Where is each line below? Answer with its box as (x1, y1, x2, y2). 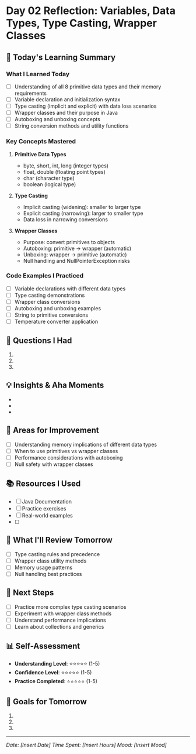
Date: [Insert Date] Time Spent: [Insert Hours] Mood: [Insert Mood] (6, 742, 167, 749)
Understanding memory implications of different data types (14, 441, 157, 448)
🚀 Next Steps (6, 588, 54, 598)
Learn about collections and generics (14, 623, 104, 630)
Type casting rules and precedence (14, 550, 100, 557)
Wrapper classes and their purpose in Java (14, 109, 118, 116)
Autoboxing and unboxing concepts (14, 116, 100, 123)
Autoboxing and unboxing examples (14, 305, 101, 312)
